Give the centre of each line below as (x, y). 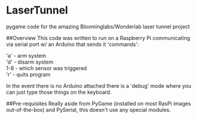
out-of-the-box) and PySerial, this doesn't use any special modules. (88, 110)
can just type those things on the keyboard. (59, 92)
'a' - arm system (26, 55)
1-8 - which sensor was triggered (47, 68)
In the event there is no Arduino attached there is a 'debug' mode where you (99, 85)
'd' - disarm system (30, 62)
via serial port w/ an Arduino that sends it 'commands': (73, 44)
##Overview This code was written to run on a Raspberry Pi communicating (98, 38)
